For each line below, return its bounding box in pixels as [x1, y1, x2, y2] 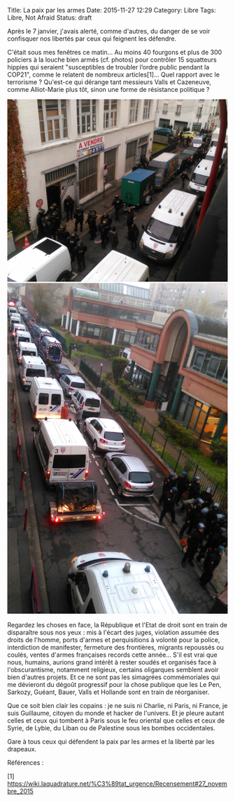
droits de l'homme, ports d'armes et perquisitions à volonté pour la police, [7, 636, 220, 644]
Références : [7, 758, 44, 767]
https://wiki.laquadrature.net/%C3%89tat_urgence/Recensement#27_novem [7, 780, 227, 788]
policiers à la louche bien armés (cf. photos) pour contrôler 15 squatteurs [7, 55, 217, 64]
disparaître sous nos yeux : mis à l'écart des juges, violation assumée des [7, 628, 220, 637]
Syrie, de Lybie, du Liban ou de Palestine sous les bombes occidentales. [7, 724, 215, 733]
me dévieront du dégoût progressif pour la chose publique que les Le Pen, [7, 681, 222, 689]
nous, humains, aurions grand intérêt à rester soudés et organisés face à [7, 658, 217, 667]
